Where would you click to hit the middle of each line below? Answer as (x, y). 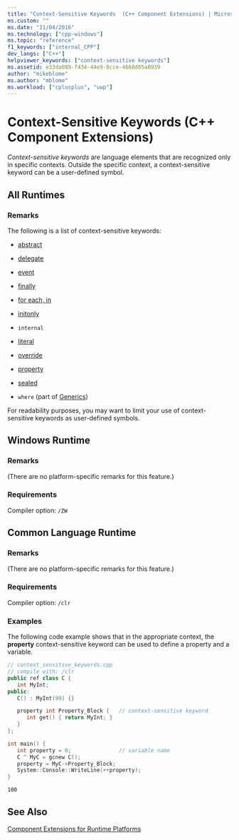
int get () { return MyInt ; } (69, 718)
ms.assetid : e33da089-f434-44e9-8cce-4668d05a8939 (84, 67)
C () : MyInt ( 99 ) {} (46, 698)
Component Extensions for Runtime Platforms (74, 829)
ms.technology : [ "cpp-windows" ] (55, 34)
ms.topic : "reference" (41, 41)
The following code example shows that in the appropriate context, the (111, 637)
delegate (31, 258)
